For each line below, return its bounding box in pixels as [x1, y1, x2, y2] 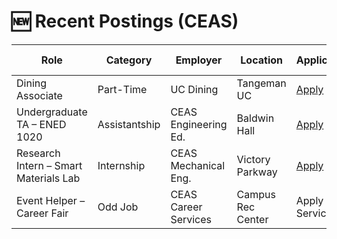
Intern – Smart [16, 158, 83, 172]
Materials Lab [16, 171, 81, 185]
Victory [236, 152, 271, 166]
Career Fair [16, 206, 69, 220]
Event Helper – [16, 193, 86, 207]
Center [236, 212, 269, 226]
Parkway [236, 165, 278, 179]
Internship [97, 158, 146, 172]
